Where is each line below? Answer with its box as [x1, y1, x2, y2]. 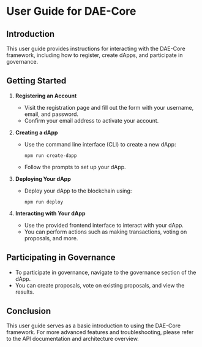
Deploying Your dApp [15, 175, 72, 182]
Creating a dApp [15, 129, 58, 136]
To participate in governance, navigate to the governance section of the [15, 269, 196, 276]
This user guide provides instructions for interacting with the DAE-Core [6, 45, 185, 52]
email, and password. [24, 110, 78, 118]
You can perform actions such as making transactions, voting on [24, 228, 187, 235]
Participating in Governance [6, 253, 116, 263]
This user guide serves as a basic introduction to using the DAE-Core [6, 322, 181, 329]
